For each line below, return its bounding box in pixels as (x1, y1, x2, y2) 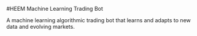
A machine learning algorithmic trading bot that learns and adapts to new (6, 17, 191, 23)
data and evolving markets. (6, 23, 75, 30)
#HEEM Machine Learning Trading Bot (6, 5, 103, 12)
